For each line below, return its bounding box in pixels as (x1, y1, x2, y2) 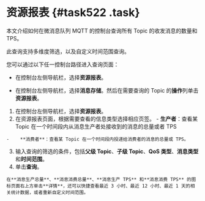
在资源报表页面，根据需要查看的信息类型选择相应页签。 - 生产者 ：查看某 (15, 115, 198, 123)
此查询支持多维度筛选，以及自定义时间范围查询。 (6, 47, 130, 55)
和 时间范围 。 (15, 155, 48, 162)
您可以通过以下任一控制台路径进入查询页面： (6, 61, 119, 68)
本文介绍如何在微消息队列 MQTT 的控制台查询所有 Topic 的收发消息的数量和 (6, 27, 198, 34)
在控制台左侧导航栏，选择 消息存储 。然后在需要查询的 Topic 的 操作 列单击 (15, 86, 199, 94)
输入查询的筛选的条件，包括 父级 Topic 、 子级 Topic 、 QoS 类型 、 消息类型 (15, 148, 199, 155)
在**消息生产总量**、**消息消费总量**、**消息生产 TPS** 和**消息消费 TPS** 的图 (6, 176, 196, 183)
